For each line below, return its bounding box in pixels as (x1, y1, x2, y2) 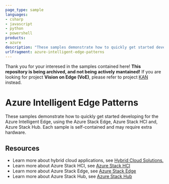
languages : (5, 12, 28, 17)
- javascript (5, 21, 33, 27)
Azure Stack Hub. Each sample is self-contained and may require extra (5, 124, 152, 130)
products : (5, 36, 26, 41)
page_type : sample (5, 7, 44, 13)
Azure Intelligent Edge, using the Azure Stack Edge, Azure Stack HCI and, (5, 119, 158, 125)
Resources (5, 144, 40, 152)
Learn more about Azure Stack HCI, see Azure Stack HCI (12, 163, 131, 169)
